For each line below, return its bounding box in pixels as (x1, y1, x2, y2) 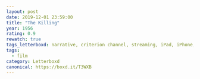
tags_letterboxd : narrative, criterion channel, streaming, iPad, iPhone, (6, 42, 196, 48)
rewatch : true (6, 36, 42, 42)
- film (11, 53, 28, 59)
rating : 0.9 (6, 31, 36, 37)
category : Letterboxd (6, 58, 60, 64)
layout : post (6, 8, 39, 15)
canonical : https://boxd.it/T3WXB (6, 64, 92, 70)
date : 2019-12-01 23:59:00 (6, 14, 73, 20)
